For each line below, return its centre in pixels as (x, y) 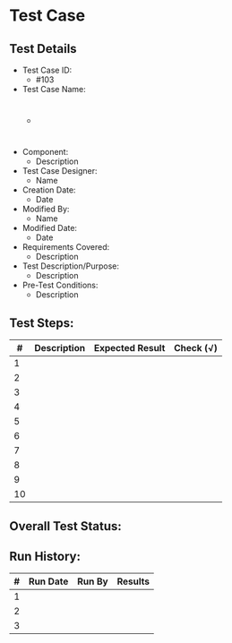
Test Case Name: (54, 89)
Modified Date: (50, 228)
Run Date (48, 581)
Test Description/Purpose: (70, 266)
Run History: (45, 556)
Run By (93, 581)
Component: (45, 152)
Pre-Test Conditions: (60, 285)
